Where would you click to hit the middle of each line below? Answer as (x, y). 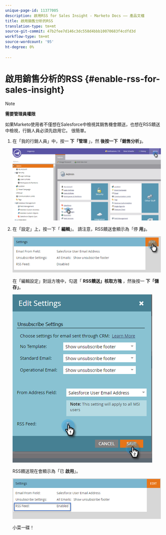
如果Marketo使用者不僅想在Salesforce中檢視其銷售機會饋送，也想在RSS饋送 (83, 124)
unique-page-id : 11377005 (32, 10)
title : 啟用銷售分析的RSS (29, 21)
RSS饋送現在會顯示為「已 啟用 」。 (46, 471)
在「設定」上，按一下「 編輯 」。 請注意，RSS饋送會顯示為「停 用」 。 (81, 229)
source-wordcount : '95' (30, 42)
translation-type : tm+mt (31, 26)
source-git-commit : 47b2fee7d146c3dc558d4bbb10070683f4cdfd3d (70, 31)
